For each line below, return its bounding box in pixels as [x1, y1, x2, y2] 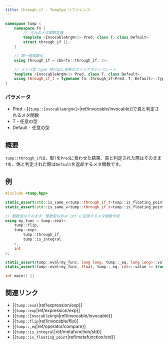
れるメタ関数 [12, 112, 39, 118]
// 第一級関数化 [14, 53, 43, 58]
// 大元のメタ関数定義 [23, 30, 63, 35]
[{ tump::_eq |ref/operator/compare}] [12, 323, 86, 329]
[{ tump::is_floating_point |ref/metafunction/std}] [12, 333, 115, 340]
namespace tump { [5, 21, 41, 26]
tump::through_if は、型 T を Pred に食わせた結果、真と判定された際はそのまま [5, 155, 162, 161]
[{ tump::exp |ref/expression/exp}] [12, 307, 80, 313]
